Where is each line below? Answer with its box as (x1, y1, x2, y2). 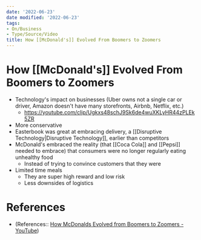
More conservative (15, 122, 62, 129)
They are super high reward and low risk (24, 173, 125, 180)
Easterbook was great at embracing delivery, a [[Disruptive (15, 128, 162, 135)
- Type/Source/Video (6, 31, 59, 37)
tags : (6, 20, 20, 26)
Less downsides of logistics (24, 179, 94, 186)
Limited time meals (15, 166, 62, 174)
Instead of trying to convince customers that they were (24, 160, 162, 167)
